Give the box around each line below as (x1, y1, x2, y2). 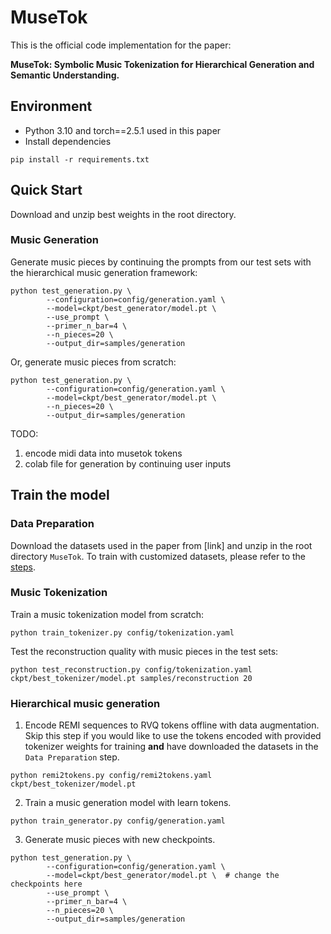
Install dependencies (24, 135, 112, 147)
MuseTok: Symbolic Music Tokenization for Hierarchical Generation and (10, 58, 315, 70)
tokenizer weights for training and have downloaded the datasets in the (24, 741, 319, 753)
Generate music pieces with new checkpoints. (24, 834, 216, 846)
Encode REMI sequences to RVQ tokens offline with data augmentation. (24, 719, 320, 731)
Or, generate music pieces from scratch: (10, 356, 177, 368)
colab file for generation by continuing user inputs (24, 457, 232, 470)
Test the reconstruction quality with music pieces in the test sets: (10, 645, 279, 657)
